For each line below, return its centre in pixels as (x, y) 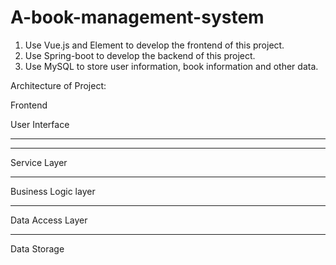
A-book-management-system (137, 17)
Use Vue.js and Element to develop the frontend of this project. (154, 45)
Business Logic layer (53, 191)
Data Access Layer (49, 220)
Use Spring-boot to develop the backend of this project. (140, 55)
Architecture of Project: (58, 85)
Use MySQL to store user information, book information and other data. (171, 66)
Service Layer (39, 162)
